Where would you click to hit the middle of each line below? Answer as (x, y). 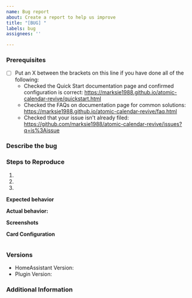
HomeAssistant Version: (44, 268)
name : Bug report (28, 12)
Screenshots (22, 222)
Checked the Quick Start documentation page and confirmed (99, 86)
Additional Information (40, 289)
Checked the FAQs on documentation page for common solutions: (105, 105)
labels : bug (21, 28)
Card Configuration (31, 234)
